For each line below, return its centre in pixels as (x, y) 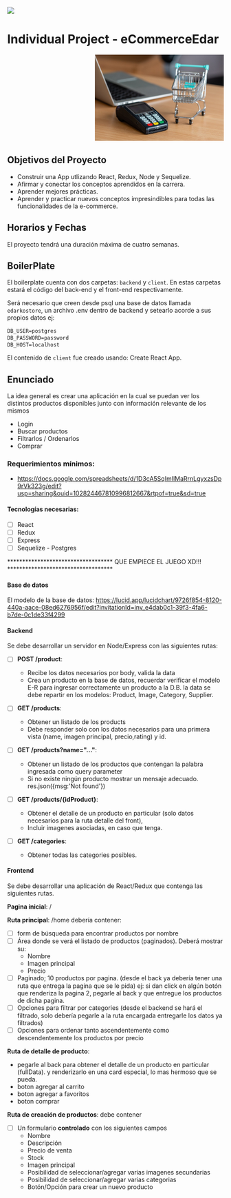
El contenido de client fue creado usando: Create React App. (95, 358)
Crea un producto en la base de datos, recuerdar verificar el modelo (124, 680)
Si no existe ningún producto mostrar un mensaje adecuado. (113, 778)
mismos (18, 411)
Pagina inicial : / (30, 907)
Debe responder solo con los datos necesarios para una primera (119, 730)
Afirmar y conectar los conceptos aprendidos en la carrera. (101, 184)
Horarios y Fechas (47, 228)
